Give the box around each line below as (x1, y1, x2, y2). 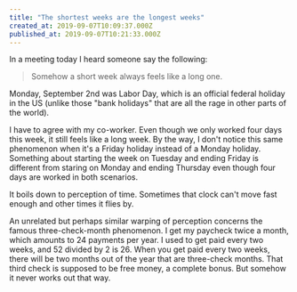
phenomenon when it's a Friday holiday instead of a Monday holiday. (9, 143, 261, 154)
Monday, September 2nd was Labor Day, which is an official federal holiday (9, 88, 286, 99)
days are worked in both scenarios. (9, 172, 139, 182)
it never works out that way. (9, 272, 111, 283)
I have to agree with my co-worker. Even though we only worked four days (9, 125, 283, 135)
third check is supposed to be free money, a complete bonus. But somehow (9, 264, 286, 274)
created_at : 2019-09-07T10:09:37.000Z (9, 21, 153, 30)
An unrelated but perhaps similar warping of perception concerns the (9, 215, 263, 227)
